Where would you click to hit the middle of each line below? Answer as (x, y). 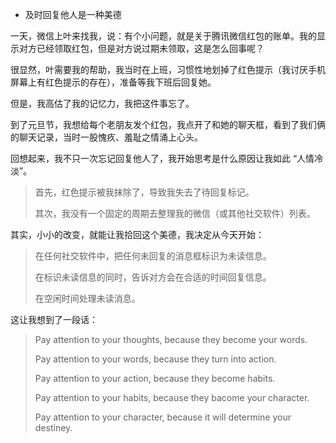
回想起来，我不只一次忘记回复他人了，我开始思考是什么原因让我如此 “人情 (162, 158)
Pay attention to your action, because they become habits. (155, 378)
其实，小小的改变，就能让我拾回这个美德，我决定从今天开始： (137, 234)
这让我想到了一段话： (54, 319)
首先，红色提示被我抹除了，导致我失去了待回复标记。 (144, 192)
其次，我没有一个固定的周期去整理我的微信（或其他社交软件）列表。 (175, 213)
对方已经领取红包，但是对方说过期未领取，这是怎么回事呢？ (141, 48)
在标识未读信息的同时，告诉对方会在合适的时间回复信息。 (153, 277)
